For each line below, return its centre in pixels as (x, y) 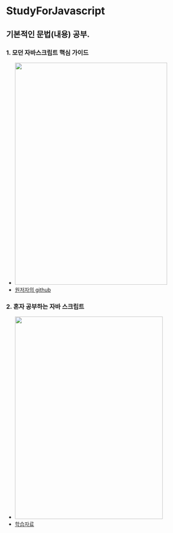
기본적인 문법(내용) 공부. (48, 34)
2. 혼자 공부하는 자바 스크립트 (45, 306)
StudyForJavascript (56, 11)
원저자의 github (33, 290)
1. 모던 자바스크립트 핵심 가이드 (48, 53)
